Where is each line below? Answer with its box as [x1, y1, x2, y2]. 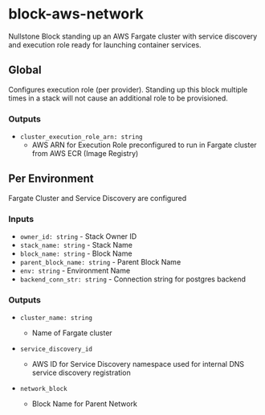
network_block [19, 385, 67, 393]
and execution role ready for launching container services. [8, 39, 202, 49]
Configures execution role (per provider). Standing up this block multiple [8, 84, 248, 94]
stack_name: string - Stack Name [19, 240, 132, 250]
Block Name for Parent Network [31, 399, 138, 409]
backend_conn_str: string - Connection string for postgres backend [19, 274, 247, 284]
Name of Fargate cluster [31, 328, 112, 338]
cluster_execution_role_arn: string [19, 134, 143, 142]
